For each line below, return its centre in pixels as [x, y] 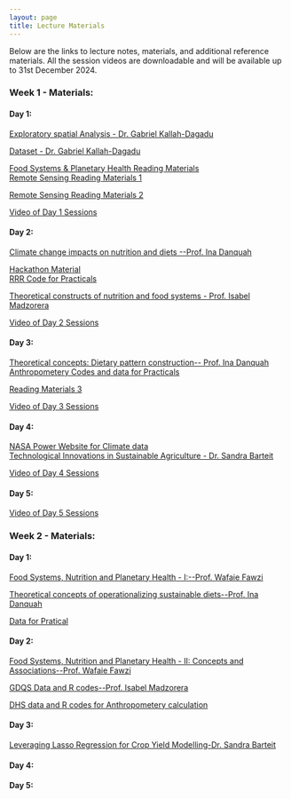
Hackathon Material [45, 269]
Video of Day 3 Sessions [54, 407]
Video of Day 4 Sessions [54, 473]
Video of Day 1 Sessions [53, 212]
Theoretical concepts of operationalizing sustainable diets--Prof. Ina [134, 594]
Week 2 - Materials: [52, 536]
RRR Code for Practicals [53, 278]
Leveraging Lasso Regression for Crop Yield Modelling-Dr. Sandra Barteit [143, 744]
